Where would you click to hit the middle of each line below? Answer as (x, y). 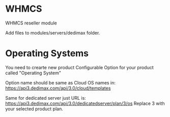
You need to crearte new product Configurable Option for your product (79, 67)
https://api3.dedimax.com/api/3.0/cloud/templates (58, 88)
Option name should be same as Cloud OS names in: (61, 82)
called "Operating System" (33, 73)
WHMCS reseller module (31, 23)
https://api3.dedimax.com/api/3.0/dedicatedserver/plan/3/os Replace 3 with (85, 103)
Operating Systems (47, 53)
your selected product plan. (34, 109)
